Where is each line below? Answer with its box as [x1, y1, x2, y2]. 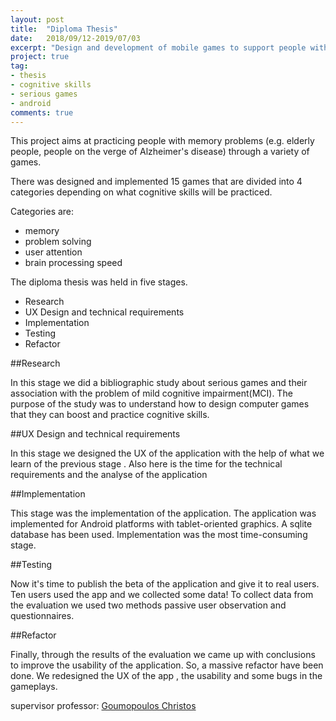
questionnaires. [10, 610, 75, 622]
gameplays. [10, 681, 58, 693]
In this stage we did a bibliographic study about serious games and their [10, 377, 308, 389]
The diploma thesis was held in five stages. [10, 276, 188, 288]
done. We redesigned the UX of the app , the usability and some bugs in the [10, 670, 323, 682]
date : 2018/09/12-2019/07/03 [10, 33, 141, 43]
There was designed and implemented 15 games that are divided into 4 [10, 176, 303, 188]
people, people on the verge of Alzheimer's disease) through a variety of [10, 146, 310, 158]
